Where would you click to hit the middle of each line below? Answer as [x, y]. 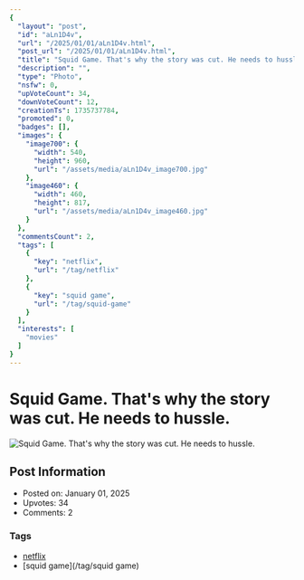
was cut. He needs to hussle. [120, 418]
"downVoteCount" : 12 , [58, 102]
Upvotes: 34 [46, 503]
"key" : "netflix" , [68, 262]
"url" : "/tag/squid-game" [82, 304]
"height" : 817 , [62, 203]
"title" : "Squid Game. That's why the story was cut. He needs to [145, 60]
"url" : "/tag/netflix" [76, 271]
